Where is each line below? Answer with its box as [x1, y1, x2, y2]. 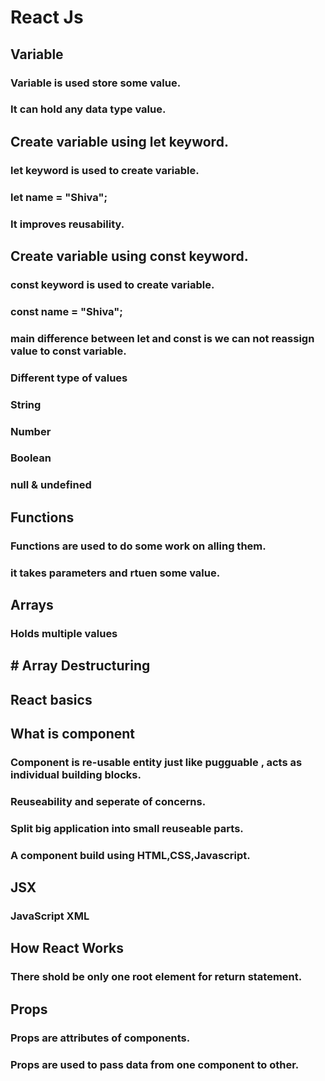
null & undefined [10, 478, 92, 492]
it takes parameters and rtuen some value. [10, 566, 221, 580]
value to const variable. [10, 344, 127, 358]
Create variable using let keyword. [10, 133, 229, 150]
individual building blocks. [10, 767, 142, 781]
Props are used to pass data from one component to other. [10, 1057, 300, 1071]
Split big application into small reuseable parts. [10, 821, 244, 835]
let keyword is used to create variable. [10, 163, 200, 177]
